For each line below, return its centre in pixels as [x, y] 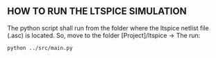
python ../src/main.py [40, 48]
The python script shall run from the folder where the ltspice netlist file [108, 28]
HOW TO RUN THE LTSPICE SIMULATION [97, 11]
